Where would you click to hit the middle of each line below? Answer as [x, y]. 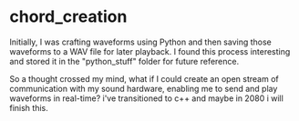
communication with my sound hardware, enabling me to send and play [144, 88]
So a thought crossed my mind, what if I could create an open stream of [144, 78]
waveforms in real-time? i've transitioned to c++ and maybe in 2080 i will [147, 98]
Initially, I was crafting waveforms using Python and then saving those [140, 42]
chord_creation [68, 17]
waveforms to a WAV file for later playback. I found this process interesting [150, 51]
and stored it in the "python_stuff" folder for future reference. [124, 61]
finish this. [29, 107]
